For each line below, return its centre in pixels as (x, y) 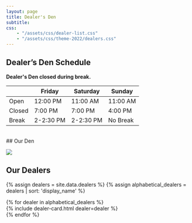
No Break (121, 120)
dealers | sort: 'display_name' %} (46, 191)
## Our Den (20, 141)
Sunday (122, 91)
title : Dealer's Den (31, 17)
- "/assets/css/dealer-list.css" (57, 33)
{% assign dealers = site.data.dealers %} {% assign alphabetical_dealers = (96, 184)
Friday (50, 91)
